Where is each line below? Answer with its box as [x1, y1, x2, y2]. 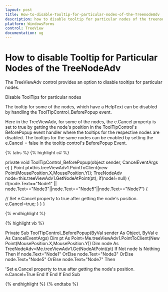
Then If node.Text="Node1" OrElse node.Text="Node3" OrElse [5, 251, 133, 257]
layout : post [5, 7, 32, 12]
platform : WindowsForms [5, 21, 55, 26]
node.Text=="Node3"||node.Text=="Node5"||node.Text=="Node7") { [5, 186, 148, 192]
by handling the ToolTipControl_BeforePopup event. [5, 109, 112, 115]
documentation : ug [5, 30, 43, 35]
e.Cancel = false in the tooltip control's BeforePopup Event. [5, 140, 127, 146]
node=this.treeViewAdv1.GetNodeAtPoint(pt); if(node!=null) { [5, 175, 130, 181]
